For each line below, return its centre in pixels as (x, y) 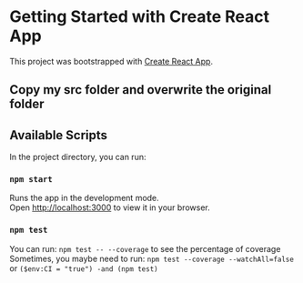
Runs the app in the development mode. (84, 198)
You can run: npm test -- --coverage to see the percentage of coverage (145, 248)
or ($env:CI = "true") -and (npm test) (84, 268)
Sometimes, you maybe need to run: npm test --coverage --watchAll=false (151, 258)
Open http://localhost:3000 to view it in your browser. (110, 207)
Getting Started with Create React (140, 17)
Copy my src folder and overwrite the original (141, 90)
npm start (31, 180)
